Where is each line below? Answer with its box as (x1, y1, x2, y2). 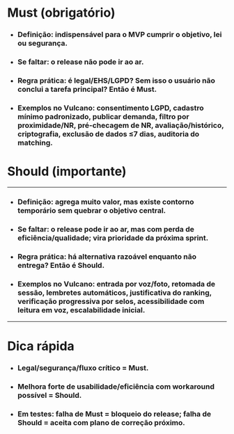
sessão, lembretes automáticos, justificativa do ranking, (17, 287, 212, 297)
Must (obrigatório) (7, 5, 116, 21)
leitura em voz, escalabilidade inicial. (17, 305, 146, 314)
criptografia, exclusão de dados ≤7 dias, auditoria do (17, 129, 200, 138)
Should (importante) (7, 163, 127, 179)
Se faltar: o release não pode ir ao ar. (17, 57, 144, 67)
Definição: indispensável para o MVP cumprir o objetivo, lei (17, 30, 222, 40)
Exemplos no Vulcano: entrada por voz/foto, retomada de (17, 279, 216, 289)
